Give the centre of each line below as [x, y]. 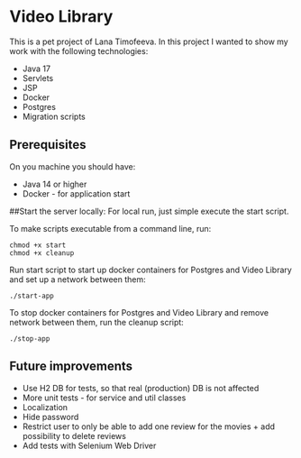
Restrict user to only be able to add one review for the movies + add [149, 426]
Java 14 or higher [55, 184]
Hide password [50, 417]
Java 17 [36, 69]
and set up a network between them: [78, 279]
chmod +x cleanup [42, 253]
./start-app [32, 296]
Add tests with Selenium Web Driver [89, 445]
